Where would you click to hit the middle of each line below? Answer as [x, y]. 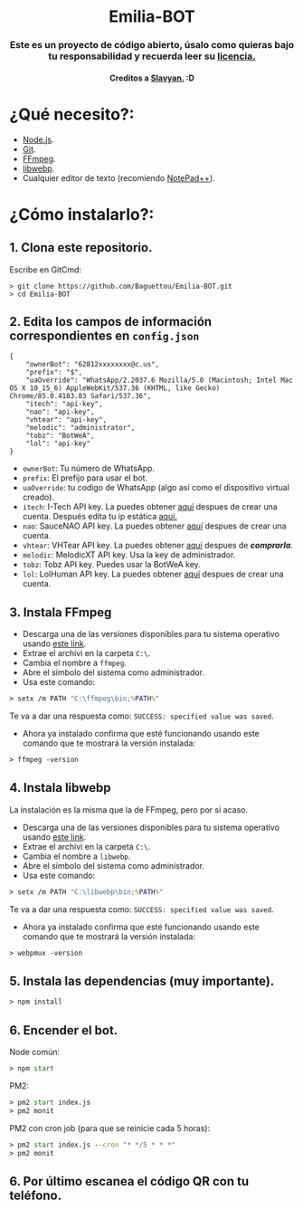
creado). [38, 497]
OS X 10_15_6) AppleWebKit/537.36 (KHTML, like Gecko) [115, 388]
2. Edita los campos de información [111, 322]
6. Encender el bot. [64, 1030]
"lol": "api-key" [58, 444]
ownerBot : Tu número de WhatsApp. [89, 469]
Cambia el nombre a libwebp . [76, 856]
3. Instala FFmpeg [61, 612]
